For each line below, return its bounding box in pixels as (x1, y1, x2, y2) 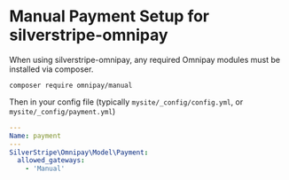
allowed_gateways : (17, 156, 86, 165)
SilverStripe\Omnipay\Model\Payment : (9, 148, 149, 157)
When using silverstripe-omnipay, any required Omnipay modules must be (9, 54, 281, 65)
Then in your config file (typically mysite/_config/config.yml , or (9, 96, 244, 107)
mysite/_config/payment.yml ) (9, 106, 116, 116)
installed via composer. (9, 64, 94, 74)
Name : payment (9, 131, 62, 140)
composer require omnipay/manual (9, 81, 133, 90)
